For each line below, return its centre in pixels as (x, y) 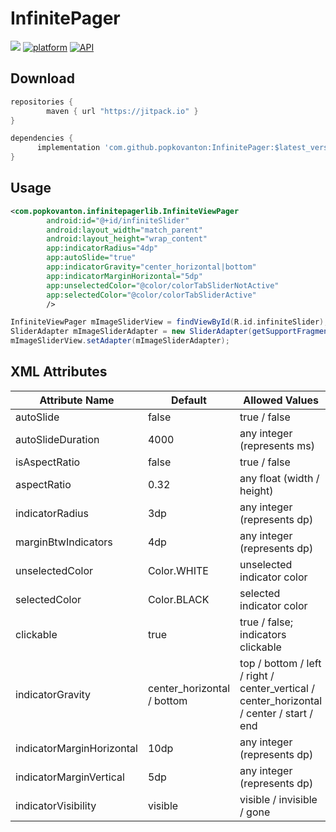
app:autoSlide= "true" (91, 258)
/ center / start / (276, 713)
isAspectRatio (48, 462)
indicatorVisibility (56, 805)
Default (189, 400)
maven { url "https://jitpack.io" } (122, 111)
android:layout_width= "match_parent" (124, 230)
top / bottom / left (280, 663)
